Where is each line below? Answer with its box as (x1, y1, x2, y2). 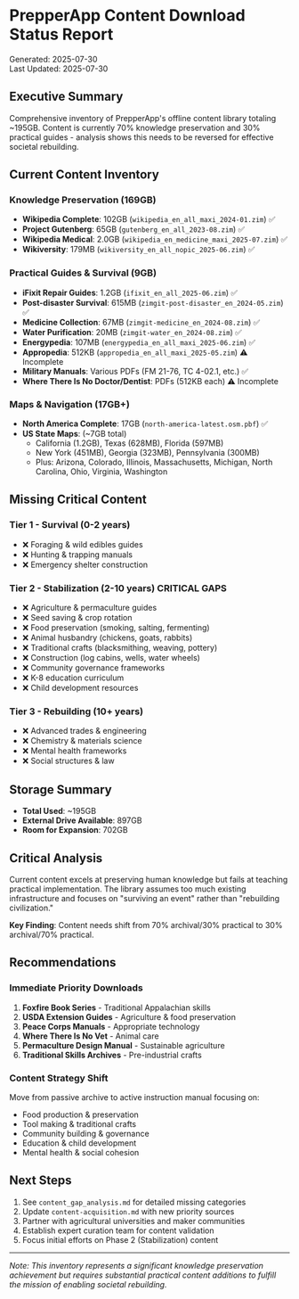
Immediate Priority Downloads (9, 982, 144, 994)
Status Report (9, 24, 114, 45)
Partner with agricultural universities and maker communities (21, 1215, 246, 1226)
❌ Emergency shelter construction (21, 559, 149, 570)
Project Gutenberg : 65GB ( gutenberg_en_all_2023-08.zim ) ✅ (21, 224, 246, 234)
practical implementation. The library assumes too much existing (9, 884, 246, 894)
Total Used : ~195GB (21, 806, 96, 817)
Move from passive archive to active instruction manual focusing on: (9, 1091, 260, 1102)
